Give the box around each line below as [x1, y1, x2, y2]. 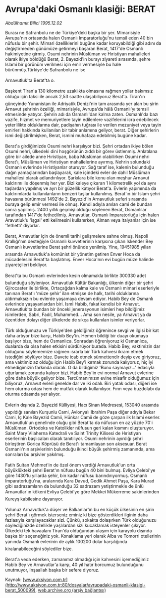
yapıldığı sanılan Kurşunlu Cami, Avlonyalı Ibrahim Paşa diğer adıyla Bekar [5, 409, 156, 415]
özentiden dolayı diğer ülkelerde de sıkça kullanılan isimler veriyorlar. [5, 316, 146, 322]
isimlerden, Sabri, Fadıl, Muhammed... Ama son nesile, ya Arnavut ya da [5, 311, 152, 317]
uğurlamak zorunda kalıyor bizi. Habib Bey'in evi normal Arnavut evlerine [5, 370, 154, 376]
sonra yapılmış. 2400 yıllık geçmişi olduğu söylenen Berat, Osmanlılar [5, 206, 147, 212]
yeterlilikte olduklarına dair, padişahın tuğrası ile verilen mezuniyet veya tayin [5, 122, 162, 128]
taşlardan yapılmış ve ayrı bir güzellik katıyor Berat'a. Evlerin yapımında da [5, 185, 157, 191]
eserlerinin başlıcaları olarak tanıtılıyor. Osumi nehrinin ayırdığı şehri [5, 435, 143, 442]
